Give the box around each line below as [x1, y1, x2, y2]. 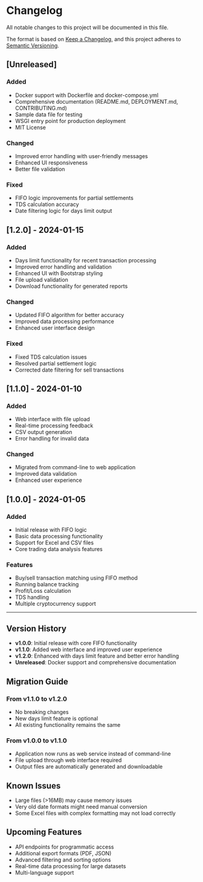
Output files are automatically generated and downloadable [14, 763, 163, 770]
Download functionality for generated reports [14, 282, 128, 290]
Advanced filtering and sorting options [14, 856, 111, 863]
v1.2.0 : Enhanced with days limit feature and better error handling [14, 652, 179, 660]
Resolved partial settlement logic [14, 359, 97, 367]
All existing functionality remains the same [14, 721, 121, 728]
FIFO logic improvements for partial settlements [14, 195, 134, 202]
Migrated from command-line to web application [14, 464, 136, 471]
